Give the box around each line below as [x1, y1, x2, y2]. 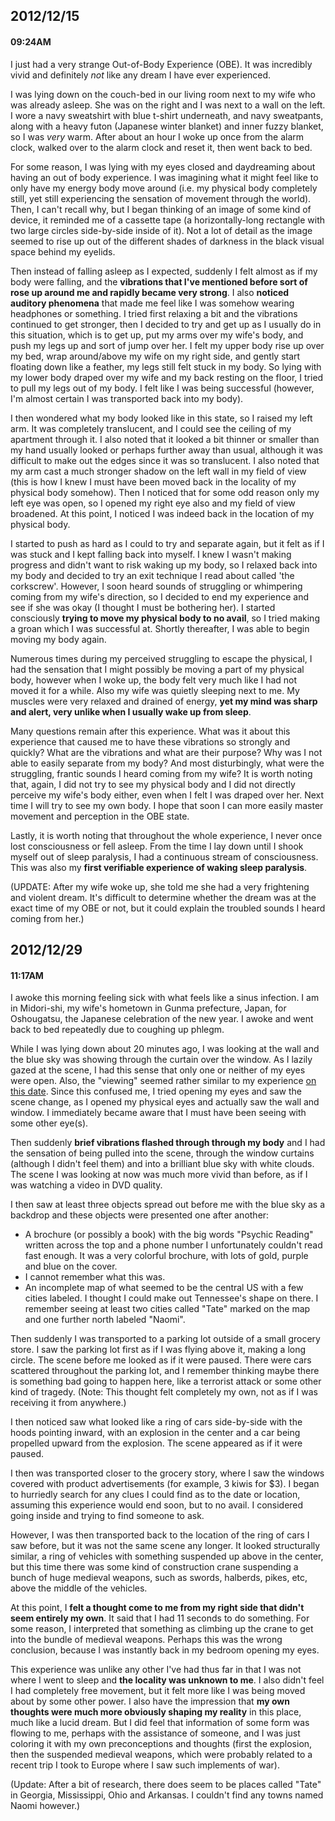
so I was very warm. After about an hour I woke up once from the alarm [10, 130, 305, 143]
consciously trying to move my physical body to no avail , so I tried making [10, 612, 320, 624]
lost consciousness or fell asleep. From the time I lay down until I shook [10, 840, 304, 852]
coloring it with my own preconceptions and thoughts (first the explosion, [10, 1738, 313, 1750]
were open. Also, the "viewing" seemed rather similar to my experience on [10, 1075, 317, 1087]
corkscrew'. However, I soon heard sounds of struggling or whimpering [10, 580, 303, 592]
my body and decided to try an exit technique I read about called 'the [10, 569, 295, 581]
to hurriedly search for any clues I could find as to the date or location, [10, 1489, 301, 1501]
